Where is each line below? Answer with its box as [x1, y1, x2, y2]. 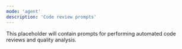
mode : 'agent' [6, 8, 41, 15]
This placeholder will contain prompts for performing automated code [6, 30, 177, 37]
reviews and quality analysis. [6, 36, 77, 43]
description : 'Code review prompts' [6, 14, 97, 20]
